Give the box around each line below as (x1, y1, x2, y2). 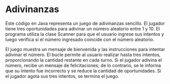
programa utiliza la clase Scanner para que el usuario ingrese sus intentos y (5, 31, 164, 37)
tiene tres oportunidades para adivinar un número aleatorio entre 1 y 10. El (5, 25, 160, 31)
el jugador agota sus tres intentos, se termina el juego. (5, 73, 120, 79)
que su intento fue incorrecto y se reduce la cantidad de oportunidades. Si (5, 67, 161, 74)
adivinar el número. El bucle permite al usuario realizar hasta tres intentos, (5, 52, 161, 58)
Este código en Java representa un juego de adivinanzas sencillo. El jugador (5, 20, 165, 26)
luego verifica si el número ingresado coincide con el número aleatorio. (5, 36, 154, 43)
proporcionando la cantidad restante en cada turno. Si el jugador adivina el (5, 57, 162, 63)
